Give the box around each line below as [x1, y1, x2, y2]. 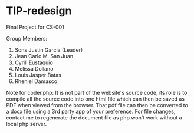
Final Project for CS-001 [6, 24, 64, 31]
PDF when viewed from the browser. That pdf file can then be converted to [6, 101, 189, 108]
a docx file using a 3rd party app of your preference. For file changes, [6, 108, 176, 115]
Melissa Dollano [14, 65, 54, 72]
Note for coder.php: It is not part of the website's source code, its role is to [6, 89, 188, 96]
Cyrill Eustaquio [14, 59, 53, 66]
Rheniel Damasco [14, 78, 58, 85]
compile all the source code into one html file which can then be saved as [6, 95, 185, 102]
